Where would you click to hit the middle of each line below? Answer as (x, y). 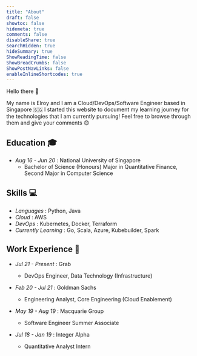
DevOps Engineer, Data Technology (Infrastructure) (88, 276)
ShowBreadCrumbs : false (36, 63)
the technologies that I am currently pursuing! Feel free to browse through (98, 117)
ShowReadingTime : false (36, 57)
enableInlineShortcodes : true (45, 74)
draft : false (23, 18)
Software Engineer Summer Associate (72, 323)
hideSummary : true (29, 52)
